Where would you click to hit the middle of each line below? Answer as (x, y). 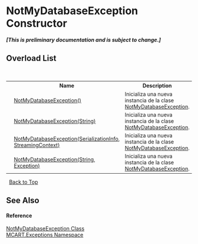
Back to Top (23, 182)
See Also (23, 201)
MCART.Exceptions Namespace (45, 235)
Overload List (31, 58)
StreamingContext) (37, 145)
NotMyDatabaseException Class (45, 229)
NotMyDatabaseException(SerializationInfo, (67, 139)
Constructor (37, 23)
